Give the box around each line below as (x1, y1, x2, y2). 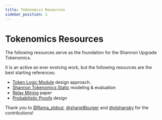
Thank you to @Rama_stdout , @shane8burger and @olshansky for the (5, 105, 149, 111)
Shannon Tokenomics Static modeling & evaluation (12, 85, 116, 91)
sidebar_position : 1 (5, 12, 48, 17)
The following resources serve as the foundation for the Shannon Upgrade (5, 50, 157, 56)
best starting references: (5, 70, 55, 76)
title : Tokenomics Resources (5, 7, 65, 12)
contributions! (5, 110, 34, 116)
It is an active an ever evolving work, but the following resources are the (5, 64, 152, 70)
